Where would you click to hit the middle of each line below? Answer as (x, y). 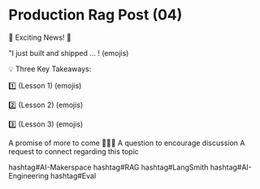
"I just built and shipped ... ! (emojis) (69, 53)
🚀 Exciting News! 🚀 (40, 37)
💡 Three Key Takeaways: (50, 69)
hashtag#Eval (73, 175)
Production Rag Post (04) (95, 15)
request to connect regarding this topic (74, 151)
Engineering (28, 175)
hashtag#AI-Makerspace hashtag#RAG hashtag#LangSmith (108, 167)
